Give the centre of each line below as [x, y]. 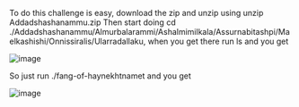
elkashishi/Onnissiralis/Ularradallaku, [78, 41]
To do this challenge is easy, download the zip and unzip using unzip [136, 13]
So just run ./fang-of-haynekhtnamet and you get [100, 76]
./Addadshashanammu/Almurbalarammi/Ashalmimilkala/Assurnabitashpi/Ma [149, 32]
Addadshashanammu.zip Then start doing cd [93, 22]
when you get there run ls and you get [218, 41]
